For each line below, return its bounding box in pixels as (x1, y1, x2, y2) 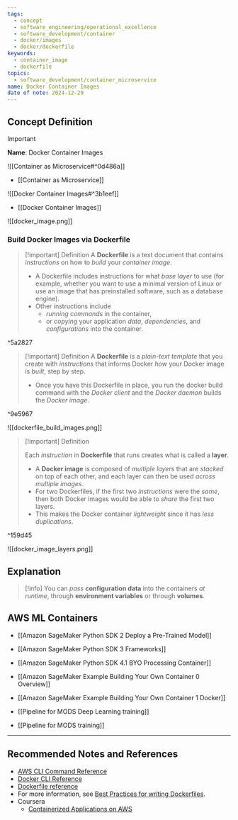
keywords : (7, 50, 37, 57)
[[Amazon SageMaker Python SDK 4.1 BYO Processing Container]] (17, 658, 211, 667)
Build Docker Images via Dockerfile (7, 235, 131, 245)
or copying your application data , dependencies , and (45, 317, 200, 326)
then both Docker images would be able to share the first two (35, 495, 215, 503)
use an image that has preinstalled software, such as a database (35, 287, 223, 296)
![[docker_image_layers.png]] (7, 545, 93, 554)
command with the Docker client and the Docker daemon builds (35, 388, 222, 397)
